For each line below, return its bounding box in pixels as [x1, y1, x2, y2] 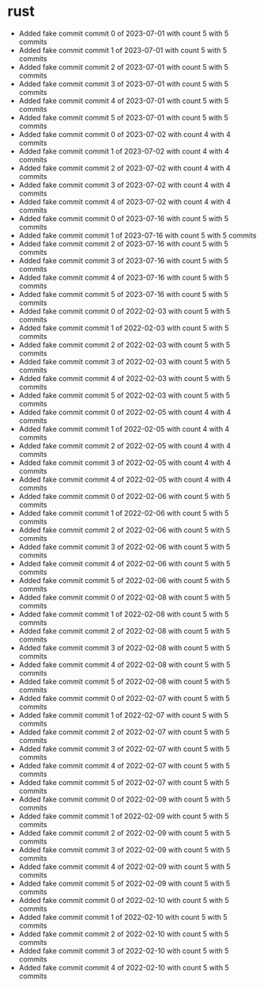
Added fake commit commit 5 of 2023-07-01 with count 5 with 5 [18, 112, 228, 122]
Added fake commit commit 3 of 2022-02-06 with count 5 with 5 [18, 542, 231, 551]
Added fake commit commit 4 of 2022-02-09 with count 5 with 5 [18, 862, 231, 871]
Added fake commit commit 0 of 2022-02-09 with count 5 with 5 [18, 795, 231, 804]
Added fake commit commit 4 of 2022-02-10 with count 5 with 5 [18, 962, 230, 972]
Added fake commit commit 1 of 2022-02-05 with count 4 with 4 [18, 424, 230, 433]
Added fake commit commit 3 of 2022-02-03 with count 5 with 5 [18, 356, 231, 366]
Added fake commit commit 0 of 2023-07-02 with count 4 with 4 [18, 129, 231, 139]
